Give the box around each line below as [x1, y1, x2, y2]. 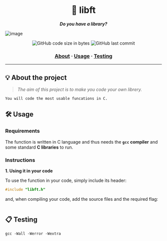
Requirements [5, 128, 40, 135]
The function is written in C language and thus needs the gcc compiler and [5, 139, 158, 145]
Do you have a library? [59, 21, 108, 27]
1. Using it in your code [5, 168, 53, 174]
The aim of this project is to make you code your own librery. [17, 86, 142, 92]
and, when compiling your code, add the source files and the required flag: [5, 196, 158, 202]
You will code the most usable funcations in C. [5, 96, 108, 101]
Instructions [5, 157, 36, 163]
